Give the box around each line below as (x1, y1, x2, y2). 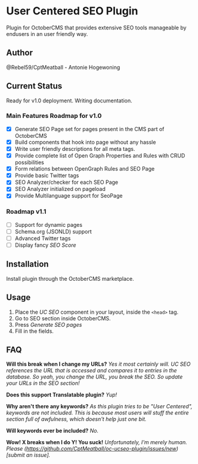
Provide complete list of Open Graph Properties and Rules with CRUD (14, 152, 185, 159)
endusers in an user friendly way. (6, 30, 88, 37)
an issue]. (26, 451, 51, 459)
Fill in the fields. (14, 327, 54, 335)
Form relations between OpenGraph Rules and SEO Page (14, 165, 155, 172)
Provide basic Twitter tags (14, 172, 79, 179)
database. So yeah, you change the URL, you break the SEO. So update (6, 373, 183, 381)
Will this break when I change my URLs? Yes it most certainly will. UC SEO (6, 360, 191, 368)
